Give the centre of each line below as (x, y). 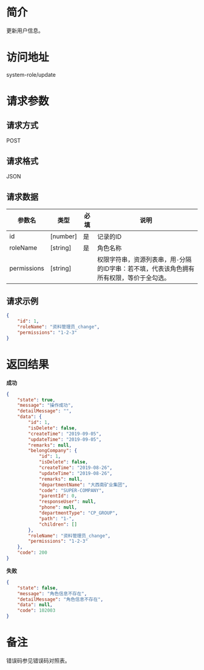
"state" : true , (36, 400)
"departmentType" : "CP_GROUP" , (78, 513)
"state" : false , (38, 588)
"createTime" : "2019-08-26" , (76, 468)
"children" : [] (58, 524)
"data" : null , (35, 605)
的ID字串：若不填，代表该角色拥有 (146, 269)
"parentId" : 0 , (58, 496)
